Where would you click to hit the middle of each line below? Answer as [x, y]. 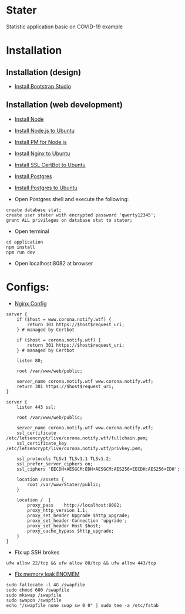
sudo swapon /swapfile [34, 600]
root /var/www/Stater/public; [64, 484]
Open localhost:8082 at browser [54, 263]
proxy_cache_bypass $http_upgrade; [71, 531]
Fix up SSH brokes [37, 552]
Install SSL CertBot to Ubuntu [50, 165]
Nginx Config [31, 303]
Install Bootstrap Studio [43, 86]
